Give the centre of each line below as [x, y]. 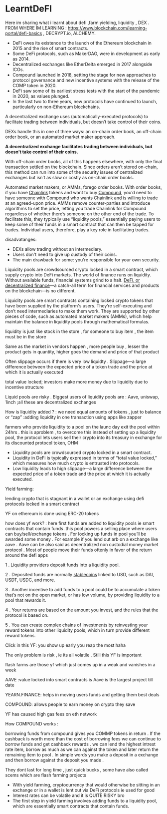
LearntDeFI [29, 9]
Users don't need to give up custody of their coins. [65, 254]
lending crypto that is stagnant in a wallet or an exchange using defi [75, 498]
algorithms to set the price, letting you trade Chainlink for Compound [76, 208]
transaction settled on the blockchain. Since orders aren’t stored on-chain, [82, 167]
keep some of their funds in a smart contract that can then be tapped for [80, 224]
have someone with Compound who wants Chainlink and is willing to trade [82, 198]
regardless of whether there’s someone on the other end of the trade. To [80, 214]
